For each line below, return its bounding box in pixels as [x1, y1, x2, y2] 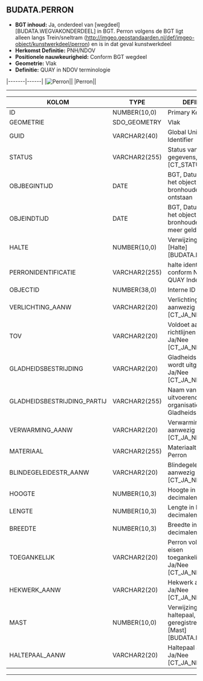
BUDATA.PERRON [6, 5, 74, 15]
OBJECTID [9, 285, 40, 294]
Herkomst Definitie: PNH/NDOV [14, 47, 95, 54]
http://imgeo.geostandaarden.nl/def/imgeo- [86, 33, 195, 41]
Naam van [167, 385, 197, 394]
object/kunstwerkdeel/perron [14, 40, 88, 47]
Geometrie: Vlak [14, 59, 57, 67]
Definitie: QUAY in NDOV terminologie [14, 66, 111, 73]
